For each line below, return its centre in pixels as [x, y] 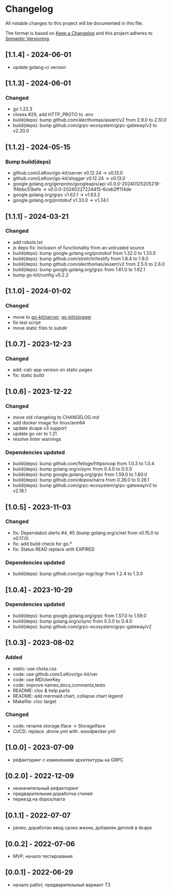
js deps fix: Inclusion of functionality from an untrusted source [79, 248]
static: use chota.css [35, 668]
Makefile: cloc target [34, 701]
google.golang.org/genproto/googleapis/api [59, 184]
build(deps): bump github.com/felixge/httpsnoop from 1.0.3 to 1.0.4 [84, 463]
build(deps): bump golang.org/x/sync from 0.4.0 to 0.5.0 [72, 469]
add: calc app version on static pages [52, 370]
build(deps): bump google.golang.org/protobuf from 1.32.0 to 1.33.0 [84, 253]
